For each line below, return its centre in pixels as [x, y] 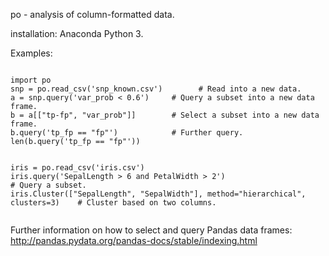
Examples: [31, 53]
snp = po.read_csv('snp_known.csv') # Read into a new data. [156, 89]
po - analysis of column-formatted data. [92, 14]
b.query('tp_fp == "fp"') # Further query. [127, 133]
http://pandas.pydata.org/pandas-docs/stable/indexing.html [134, 240]
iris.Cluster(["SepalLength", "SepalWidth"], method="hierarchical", [158, 194]
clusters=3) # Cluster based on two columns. [113, 203]
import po [31, 80]
